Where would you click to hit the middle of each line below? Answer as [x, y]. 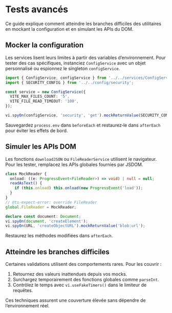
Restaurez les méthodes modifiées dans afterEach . [59, 236]
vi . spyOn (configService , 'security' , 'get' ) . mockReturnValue [72, 115]
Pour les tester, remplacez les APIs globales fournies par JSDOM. [74, 164]
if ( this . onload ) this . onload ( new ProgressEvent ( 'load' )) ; [79, 188]
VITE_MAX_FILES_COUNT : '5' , [40, 97]
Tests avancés [37, 9]
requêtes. [23, 290]
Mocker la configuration [45, 45]
